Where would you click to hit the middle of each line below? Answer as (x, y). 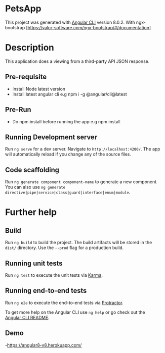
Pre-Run (18, 110)
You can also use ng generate (35, 187)
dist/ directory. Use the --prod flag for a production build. (64, 248)
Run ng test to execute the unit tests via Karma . (54, 275)
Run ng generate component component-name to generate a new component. (82, 182)
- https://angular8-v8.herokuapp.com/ (43, 345)
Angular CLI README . (27, 317)
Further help (31, 212)
